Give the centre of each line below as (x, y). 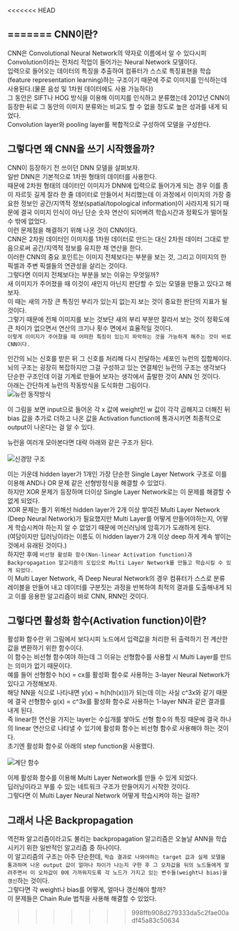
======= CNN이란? (53, 35)
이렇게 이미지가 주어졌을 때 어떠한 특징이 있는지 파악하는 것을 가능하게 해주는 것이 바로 (119, 337)
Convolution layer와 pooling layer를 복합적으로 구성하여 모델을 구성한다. (109, 124)
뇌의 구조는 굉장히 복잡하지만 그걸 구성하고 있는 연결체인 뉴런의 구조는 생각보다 (117, 367)
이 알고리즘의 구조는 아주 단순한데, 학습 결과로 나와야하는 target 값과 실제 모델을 (117, 857)
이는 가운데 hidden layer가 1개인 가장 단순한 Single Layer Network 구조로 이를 (117, 474)
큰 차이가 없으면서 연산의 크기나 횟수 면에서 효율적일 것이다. (90, 328)
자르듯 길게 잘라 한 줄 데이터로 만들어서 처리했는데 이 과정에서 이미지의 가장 (119, 194)
